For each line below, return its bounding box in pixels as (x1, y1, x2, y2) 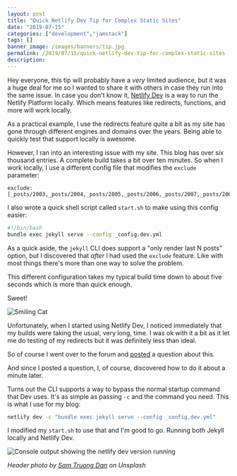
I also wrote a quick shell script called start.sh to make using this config (7, 203, 219, 211)
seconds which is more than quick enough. (7, 280, 133, 289)
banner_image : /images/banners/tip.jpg (7, 43, 125, 50)
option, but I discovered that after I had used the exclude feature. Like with (7, 251, 224, 260)
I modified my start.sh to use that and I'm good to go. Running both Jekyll (7, 426, 224, 435)
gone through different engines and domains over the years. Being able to (7, 127, 222, 135)
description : (7, 57, 46, 64)
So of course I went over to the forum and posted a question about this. (7, 349, 215, 358)
